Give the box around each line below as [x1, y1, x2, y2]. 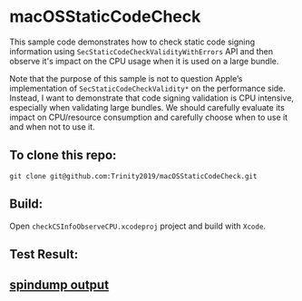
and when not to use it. [9, 121, 95, 132]
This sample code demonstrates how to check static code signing [9, 36, 256, 47]
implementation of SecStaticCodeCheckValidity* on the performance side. [9, 83, 286, 93]
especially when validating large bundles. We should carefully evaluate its [9, 102, 286, 112]
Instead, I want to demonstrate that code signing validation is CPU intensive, [9, 92, 295, 103]
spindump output [9, 277, 110, 293]
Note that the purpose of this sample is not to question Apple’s [9, 73, 243, 83]
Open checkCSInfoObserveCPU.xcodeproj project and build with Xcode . [9, 220, 266, 231]
